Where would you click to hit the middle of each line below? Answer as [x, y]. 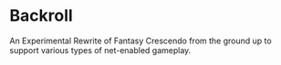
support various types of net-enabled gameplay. [100, 50]
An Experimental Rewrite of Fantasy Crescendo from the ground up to [140, 41]
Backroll [41, 16]
